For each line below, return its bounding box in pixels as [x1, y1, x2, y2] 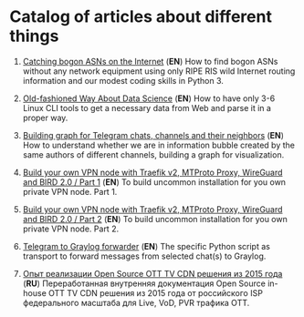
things [9, 26, 59, 46]
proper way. [22, 112, 68, 123]
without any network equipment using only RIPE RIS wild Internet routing [22, 66, 296, 77]
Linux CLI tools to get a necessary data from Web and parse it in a [22, 102, 272, 113]
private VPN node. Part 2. [22, 223, 120, 234]
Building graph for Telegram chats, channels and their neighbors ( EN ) [22, 129, 285, 140]
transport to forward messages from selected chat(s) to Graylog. [22, 251, 267, 261]
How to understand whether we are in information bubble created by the [22, 139, 295, 150]
